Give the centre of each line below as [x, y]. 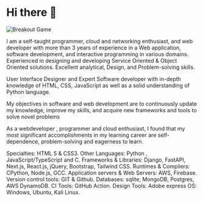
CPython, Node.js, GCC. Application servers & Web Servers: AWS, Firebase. [101, 173]
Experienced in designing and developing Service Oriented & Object [92, 60]
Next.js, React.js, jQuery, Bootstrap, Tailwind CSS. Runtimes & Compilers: [98, 166]
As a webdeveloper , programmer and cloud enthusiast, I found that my [96, 128]
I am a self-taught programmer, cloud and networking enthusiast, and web [100, 41]
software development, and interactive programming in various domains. [98, 54]
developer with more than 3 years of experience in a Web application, [94, 48]
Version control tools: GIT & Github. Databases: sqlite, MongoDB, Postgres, [100, 179]
